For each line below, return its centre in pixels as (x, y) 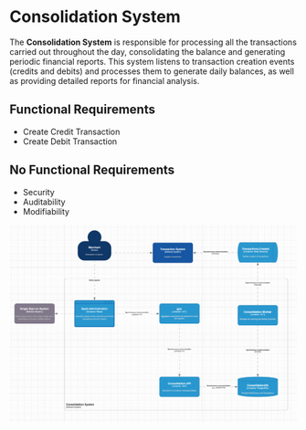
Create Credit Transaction (71, 131)
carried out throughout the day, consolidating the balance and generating (148, 51)
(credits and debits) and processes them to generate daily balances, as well (152, 71)
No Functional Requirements (92, 170)
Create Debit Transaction (70, 141)
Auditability (44, 202)
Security (38, 192)
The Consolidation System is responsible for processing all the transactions (153, 42)
